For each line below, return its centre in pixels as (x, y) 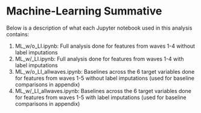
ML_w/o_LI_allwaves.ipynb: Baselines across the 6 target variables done (105, 71)
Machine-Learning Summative (84, 11)
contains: (18, 34)
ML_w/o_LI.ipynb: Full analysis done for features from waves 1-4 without (105, 46)
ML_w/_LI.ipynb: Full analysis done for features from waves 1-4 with (99, 59)
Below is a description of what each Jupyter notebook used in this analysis (99, 28)
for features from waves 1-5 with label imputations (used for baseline (101, 97)
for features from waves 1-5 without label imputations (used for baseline (105, 78)
